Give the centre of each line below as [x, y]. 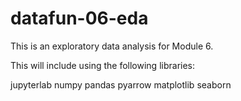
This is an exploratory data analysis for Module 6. [112, 46]
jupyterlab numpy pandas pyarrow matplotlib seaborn [121, 84]
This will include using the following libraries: [103, 65]
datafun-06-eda [79, 18]
